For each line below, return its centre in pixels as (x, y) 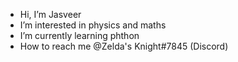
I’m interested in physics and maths (93, 25)
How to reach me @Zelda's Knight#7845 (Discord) (124, 46)
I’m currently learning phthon (79, 35)
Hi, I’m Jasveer (50, 14)
